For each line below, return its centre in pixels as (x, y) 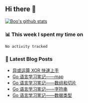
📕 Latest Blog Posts (29, 59)
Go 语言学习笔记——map (38, 77)
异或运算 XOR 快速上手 (36, 71)
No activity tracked (27, 47)
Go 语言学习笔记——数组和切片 (44, 83)
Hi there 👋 (21, 9)
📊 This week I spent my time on (44, 34)
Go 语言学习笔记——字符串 (40, 89)
